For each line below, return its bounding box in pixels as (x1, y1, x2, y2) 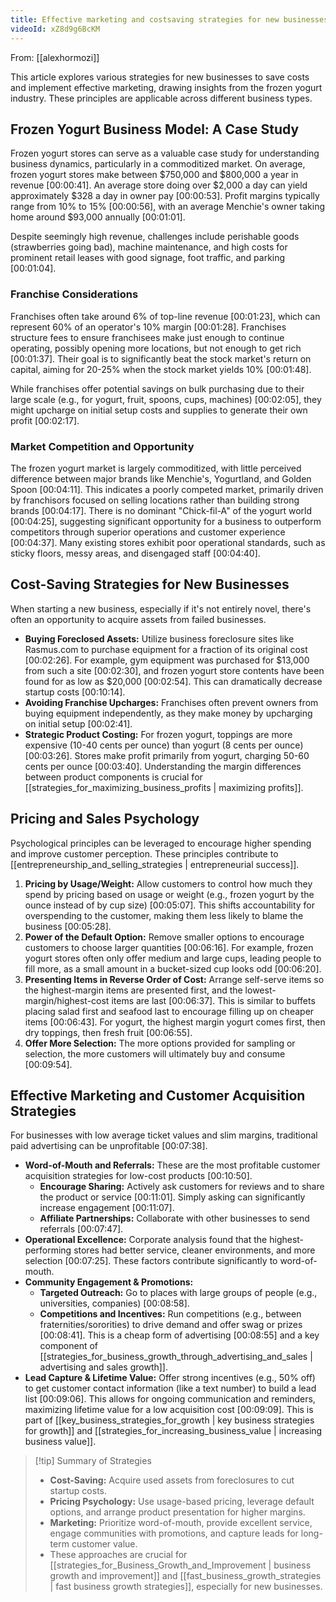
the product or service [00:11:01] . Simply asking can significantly (39, 1191, 306, 1203)
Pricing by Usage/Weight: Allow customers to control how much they (24, 877, 313, 890)
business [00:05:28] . (24, 920, 112, 932)
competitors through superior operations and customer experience (10, 526, 286, 538)
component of (39, 1340, 99, 1352)
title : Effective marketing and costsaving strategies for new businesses (10, 14, 329, 25)
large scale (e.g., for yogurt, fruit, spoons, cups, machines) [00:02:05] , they (10, 393, 322, 405)
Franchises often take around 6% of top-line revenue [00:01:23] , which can (10, 310, 321, 322)
